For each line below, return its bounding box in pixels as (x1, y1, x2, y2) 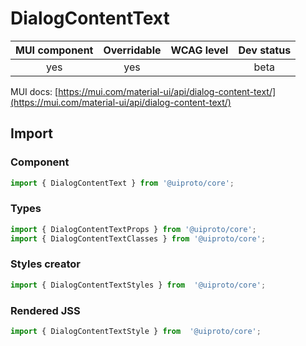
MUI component (15, 43, 94, 57)
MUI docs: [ (10, 85, 59, 97)
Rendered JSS (10, 303, 81, 317)
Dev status (238, 43, 292, 57)
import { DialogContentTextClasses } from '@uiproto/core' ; (10, 233, 267, 244)
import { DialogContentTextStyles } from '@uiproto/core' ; (10, 280, 267, 290)
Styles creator (10, 257, 81, 271)
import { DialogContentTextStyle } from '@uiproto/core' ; (10, 327, 262, 337)
